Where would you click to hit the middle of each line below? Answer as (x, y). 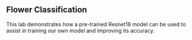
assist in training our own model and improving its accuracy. (80, 30)
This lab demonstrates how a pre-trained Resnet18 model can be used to (96, 24)
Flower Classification (47, 10)
